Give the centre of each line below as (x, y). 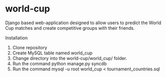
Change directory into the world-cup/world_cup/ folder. (70, 58)
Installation (17, 38)
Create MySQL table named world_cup (52, 53)
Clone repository (30, 47)
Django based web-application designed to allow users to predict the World (83, 23)
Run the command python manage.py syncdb (59, 63)
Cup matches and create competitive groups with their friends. (70, 28)
